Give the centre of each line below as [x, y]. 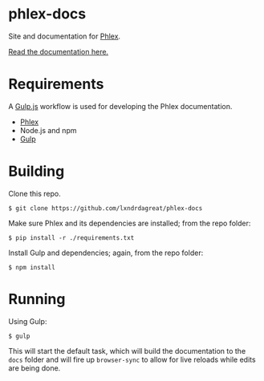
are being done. [35, 368]
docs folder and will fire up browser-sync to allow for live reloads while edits [132, 359]
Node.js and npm [48, 130]
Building [37, 171]
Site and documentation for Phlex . [65, 36]
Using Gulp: [28, 321]
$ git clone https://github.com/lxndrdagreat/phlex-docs [106, 208]
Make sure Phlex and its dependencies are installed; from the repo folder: [130, 223]
